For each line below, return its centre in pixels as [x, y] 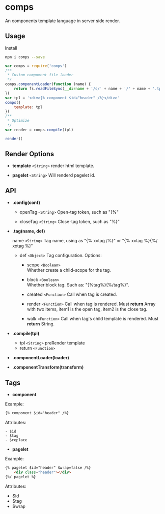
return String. [41, 324]
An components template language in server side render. [63, 21]
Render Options [29, 154]
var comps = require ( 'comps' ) [36, 66]
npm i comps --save [25, 57]
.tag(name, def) [28, 231]
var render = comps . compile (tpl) [39, 130]
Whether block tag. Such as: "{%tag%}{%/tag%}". [78, 285]
